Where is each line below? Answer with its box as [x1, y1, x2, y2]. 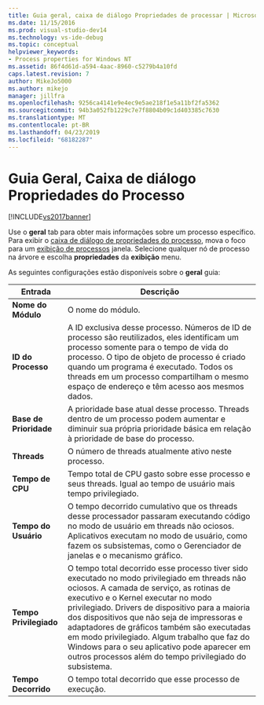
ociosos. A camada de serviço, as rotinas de [68, 582, 231, 593]
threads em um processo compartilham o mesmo [68, 371, 249, 382]
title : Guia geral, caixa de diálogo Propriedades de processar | [8, 11, 230, 20]
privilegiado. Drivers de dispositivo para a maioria [68, 602, 250, 613]
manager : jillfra [8, 92, 65, 100]
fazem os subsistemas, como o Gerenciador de [68, 540, 242, 551]
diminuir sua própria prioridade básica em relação [68, 424, 251, 435]
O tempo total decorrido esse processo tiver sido [68, 563, 249, 574]
